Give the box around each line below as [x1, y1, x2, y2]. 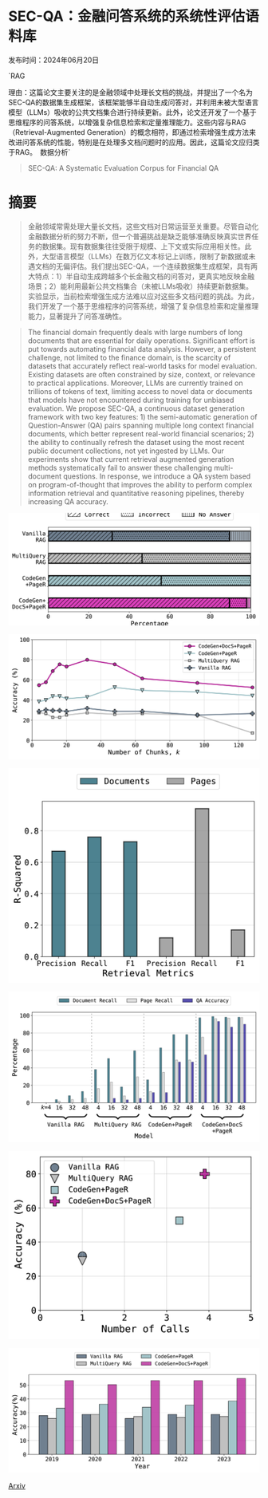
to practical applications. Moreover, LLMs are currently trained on [27, 378, 243, 388]
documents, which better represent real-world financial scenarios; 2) [27, 428, 254, 439]
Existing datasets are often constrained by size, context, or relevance [27, 369, 255, 379]
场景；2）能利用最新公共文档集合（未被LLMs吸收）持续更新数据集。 [27, 281, 254, 291]
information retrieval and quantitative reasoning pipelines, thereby [27, 488, 245, 498]
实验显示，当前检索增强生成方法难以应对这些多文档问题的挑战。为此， [27, 291, 259, 301]
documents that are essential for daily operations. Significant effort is [27, 336, 255, 345]
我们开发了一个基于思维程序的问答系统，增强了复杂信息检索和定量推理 [27, 301, 259, 311]
